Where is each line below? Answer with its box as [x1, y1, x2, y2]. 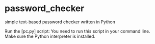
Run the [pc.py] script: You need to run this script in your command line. [4, 28, 151, 34]
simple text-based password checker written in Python [4, 19, 116, 25]
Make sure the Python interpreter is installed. [4, 33, 96, 39]
